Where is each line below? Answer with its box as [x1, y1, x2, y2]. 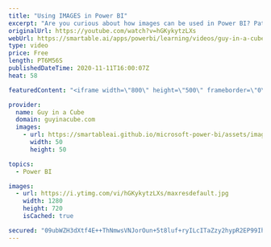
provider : [8, 101, 42, 109]
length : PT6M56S [8, 57, 63, 65]
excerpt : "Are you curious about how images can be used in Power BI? [8, 19, 251, 27]
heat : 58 [8, 72, 38, 80]
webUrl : [8, 34, 35, 43]
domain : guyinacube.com [15, 116, 95, 124]
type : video [8, 42, 48, 50]
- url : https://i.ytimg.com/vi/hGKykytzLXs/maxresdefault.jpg [15, 190, 229, 198]
